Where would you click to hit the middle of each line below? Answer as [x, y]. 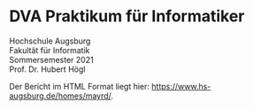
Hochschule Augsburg [50, 41]
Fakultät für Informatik [50, 50]
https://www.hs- [181, 86]
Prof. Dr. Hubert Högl [47, 69]
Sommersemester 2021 [52, 59]
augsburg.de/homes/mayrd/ [60, 96]
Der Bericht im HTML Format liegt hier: [80, 86]
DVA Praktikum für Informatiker [127, 16]
